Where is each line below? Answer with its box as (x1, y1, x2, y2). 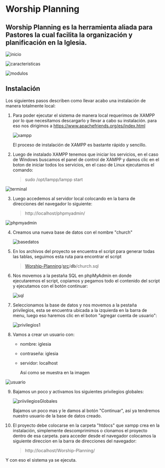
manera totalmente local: (5, 103, 56, 109)
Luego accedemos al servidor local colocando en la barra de (12, 195, 136, 201)
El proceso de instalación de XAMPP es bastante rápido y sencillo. (12, 141, 147, 148)
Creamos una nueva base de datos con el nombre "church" (12, 229, 133, 235)
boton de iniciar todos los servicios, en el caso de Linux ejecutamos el (12, 162, 155, 167)
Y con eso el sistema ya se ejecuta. (5, 457, 77, 463)
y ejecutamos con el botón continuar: (12, 283, 88, 289)
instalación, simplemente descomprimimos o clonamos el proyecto (12, 427, 147, 433)
